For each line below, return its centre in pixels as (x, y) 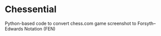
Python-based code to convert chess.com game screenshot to (71, 23)
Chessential (31, 9)
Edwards (14, 28)
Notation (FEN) (40, 28)
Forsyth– (146, 23)
